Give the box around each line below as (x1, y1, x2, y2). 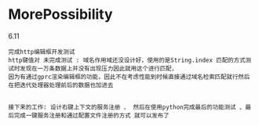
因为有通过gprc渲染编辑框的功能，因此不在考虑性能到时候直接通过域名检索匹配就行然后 (8, 73, 250, 81)
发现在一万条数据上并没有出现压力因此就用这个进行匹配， (19, 64, 178, 72)
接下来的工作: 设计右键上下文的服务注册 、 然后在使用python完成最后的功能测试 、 (8, 103, 246, 111)
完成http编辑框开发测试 (8, 48, 75, 56)
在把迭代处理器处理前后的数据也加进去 (8, 81, 114, 89)
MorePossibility (8, 5, 113, 23)
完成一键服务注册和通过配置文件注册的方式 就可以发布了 (13, 111, 170, 119)
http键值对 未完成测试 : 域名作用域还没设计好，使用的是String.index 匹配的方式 (8, 56, 246, 64)
